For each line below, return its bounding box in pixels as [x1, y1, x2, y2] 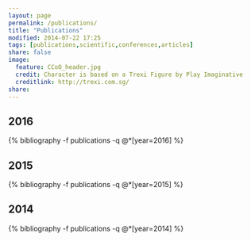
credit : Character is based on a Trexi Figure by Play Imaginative [15, 71, 244, 78]
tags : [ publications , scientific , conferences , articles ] [8, 41, 194, 49]
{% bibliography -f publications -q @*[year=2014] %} [8, 224, 184, 233]
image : [8, 56, 30, 64]
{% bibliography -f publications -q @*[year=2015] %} [8, 180, 184, 189]
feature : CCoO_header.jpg [15, 63, 102, 71]
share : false [8, 48, 52, 56]
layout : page [8, 11, 52, 20]
